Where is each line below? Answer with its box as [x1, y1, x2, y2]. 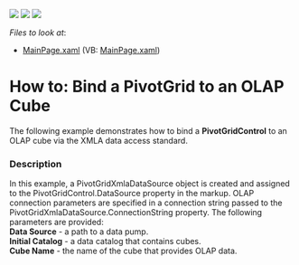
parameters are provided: [9, 217, 104, 228]
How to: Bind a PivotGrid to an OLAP [9, 77, 285, 97]
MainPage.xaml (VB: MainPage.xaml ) [22, 45, 161, 55]
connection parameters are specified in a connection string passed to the [9, 197, 283, 208]
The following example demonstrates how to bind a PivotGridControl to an [9, 125, 287, 136]
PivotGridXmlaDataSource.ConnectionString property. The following [9, 207, 263, 218]
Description [9, 157, 62, 170]
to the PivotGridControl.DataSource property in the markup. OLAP [9, 188, 255, 199]
